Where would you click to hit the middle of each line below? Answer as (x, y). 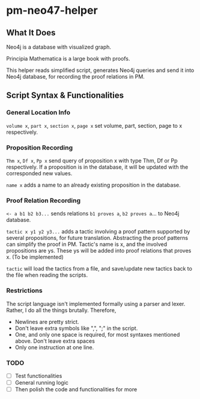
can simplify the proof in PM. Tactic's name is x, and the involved (87, 244)
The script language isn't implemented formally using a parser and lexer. (96, 304)
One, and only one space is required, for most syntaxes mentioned (97, 334)
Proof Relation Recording (44, 200)
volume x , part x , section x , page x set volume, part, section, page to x (94, 125)
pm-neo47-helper (52, 10)
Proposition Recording (40, 148)
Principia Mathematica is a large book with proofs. (68, 58)
